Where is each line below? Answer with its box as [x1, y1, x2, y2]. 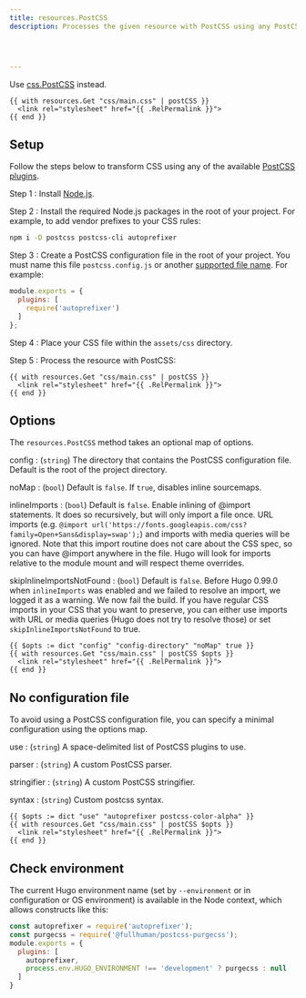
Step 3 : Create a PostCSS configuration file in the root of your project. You [9, 249, 291, 260]
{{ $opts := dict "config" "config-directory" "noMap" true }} [9, 641, 255, 651]
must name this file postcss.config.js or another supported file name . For [9, 260, 289, 270]
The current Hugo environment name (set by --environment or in [9, 885, 251, 895]
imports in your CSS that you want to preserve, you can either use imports [9, 605, 288, 616]
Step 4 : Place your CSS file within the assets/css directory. [9, 337, 233, 348]
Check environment [9, 861, 125, 876]
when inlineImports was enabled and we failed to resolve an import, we [9, 585, 280, 596]
